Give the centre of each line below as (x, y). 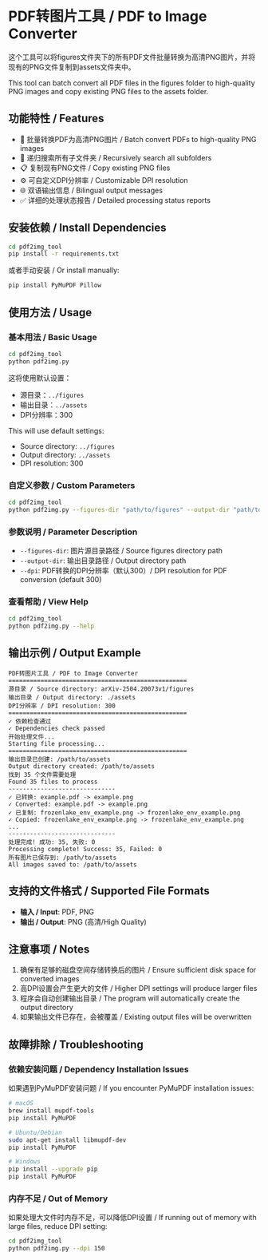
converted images (49, 979)
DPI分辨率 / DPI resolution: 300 (62, 706)
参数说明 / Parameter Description (73, 532)
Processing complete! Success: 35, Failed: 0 (85, 849)
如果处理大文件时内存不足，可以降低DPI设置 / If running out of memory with (132, 1218)
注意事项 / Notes (49, 950)
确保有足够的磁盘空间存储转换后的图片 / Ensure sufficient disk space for (138, 970)
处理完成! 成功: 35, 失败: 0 (52, 842)
